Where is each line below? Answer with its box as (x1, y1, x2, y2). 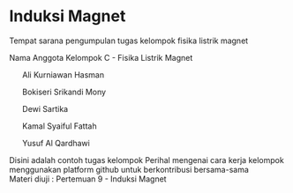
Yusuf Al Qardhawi (21, 137, 90, 148)
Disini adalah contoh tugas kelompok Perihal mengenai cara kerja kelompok (9, 154, 284, 165)
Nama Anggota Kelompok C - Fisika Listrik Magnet (9, 52, 193, 63)
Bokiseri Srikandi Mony (21, 86, 107, 97)
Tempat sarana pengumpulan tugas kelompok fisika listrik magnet (9, 35, 249, 46)
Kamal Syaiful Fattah (21, 121, 97, 131)
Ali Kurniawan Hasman (21, 69, 104, 80)
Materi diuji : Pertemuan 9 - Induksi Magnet (9, 174, 167, 184)
